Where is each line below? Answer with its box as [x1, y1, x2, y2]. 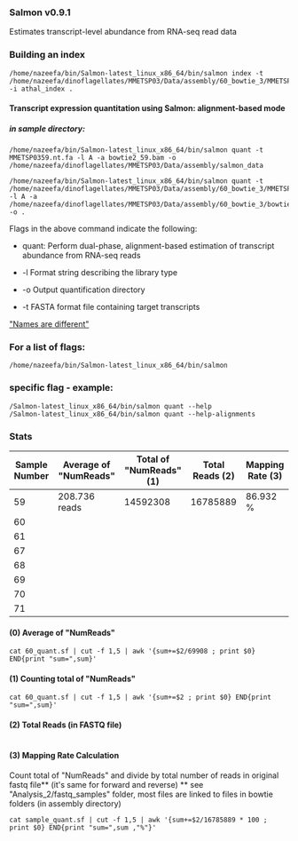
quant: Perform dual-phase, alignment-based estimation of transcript [21, 241, 275, 251]
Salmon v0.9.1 [9, 6, 71, 19]
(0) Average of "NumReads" [9, 627, 115, 638]
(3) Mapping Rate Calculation [9, 750, 120, 761]
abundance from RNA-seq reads [21, 250, 141, 261]
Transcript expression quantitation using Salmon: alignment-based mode [9, 103, 286, 114]
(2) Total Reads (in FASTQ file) [9, 719, 122, 730]
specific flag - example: [9, 382, 114, 394]
